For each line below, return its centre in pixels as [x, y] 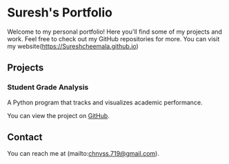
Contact [25, 138]
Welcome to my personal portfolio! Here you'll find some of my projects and [115, 32]
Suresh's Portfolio [60, 13]
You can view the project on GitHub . [59, 115]
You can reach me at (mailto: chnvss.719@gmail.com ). [83, 154]
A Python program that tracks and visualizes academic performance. [105, 102]
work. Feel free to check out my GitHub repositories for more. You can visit [113, 38]
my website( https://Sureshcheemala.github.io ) [73, 46]
